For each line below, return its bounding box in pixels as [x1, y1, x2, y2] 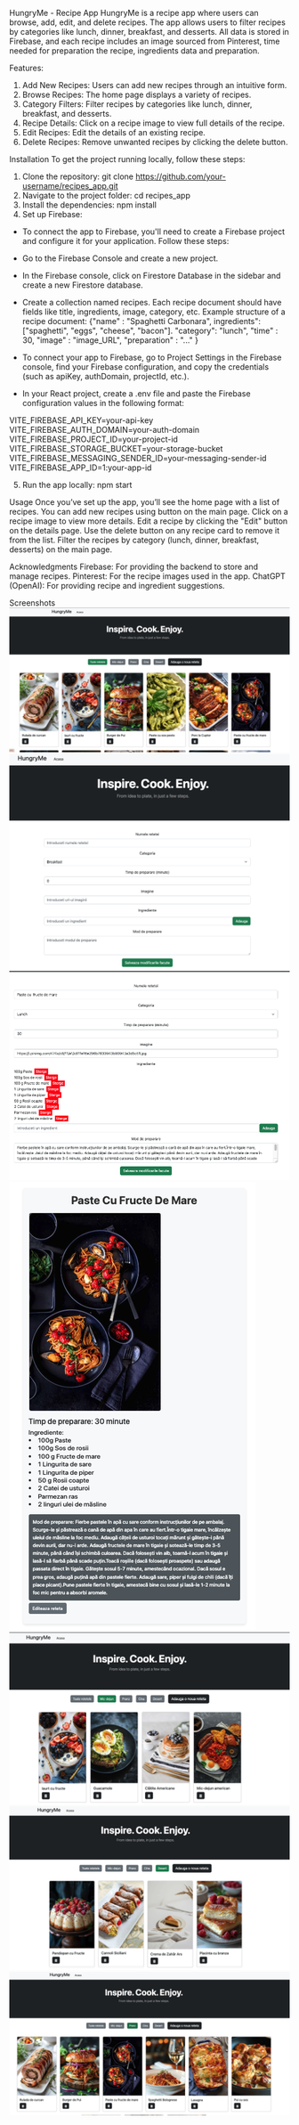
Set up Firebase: [21, 209, 83, 219]
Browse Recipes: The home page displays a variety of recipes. [21, 89, 252, 100]
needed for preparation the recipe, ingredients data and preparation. [9, 45, 260, 56]
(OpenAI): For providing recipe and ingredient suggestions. [9, 581, 225, 590]
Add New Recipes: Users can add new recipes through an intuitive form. [21, 80, 287, 90]
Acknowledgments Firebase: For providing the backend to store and [9, 561, 259, 572]
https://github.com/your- [134, 171, 227, 182]
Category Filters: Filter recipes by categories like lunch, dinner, [21, 99, 253, 110]
